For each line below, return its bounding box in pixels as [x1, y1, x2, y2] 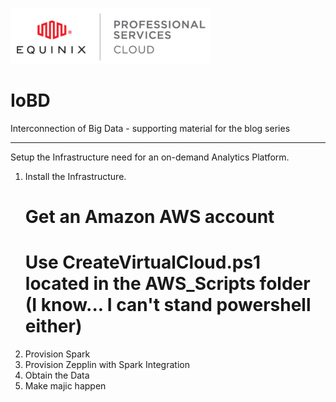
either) [24, 315, 83, 338]
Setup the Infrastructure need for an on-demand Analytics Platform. [10, 151, 290, 163]
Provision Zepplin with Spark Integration [24, 359, 190, 371]
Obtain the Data [24, 369, 90, 382]
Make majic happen [24, 380, 107, 392]
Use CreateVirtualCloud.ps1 [24, 251, 262, 274]
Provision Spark [24, 348, 91, 360]
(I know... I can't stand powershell [24, 294, 312, 317]
